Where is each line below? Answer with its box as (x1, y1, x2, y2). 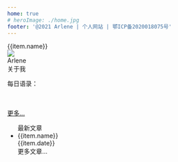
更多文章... (17, 147, 47, 156)
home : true (7, 10, 39, 17)
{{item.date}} (17, 139, 55, 147)
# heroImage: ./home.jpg (7, 17, 80, 24)
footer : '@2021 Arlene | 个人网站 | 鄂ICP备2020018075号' (7, 23, 172, 30)
